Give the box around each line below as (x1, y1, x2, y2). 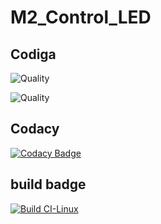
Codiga (10, 46, 57, 63)
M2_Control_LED (10, 6, 152, 29)
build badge (10, 176, 87, 193)
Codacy (10, 121, 60, 138)
